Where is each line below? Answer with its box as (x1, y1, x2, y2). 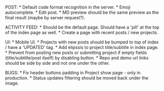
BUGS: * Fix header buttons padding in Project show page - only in (5, 70, 141, 76)
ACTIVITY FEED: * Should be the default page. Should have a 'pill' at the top (5, 24, 160, 30)
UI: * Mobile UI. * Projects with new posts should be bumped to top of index (5, 39, 159, 45)
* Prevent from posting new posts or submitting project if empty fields (5, 49, 147, 55)
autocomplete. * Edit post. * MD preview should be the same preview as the (5, 9, 159, 15)
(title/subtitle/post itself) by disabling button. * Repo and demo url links (5, 55, 149, 61)
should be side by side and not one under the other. (5, 60, 110, 66)
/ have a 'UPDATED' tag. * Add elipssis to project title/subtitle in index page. (5, 45, 159, 50)
